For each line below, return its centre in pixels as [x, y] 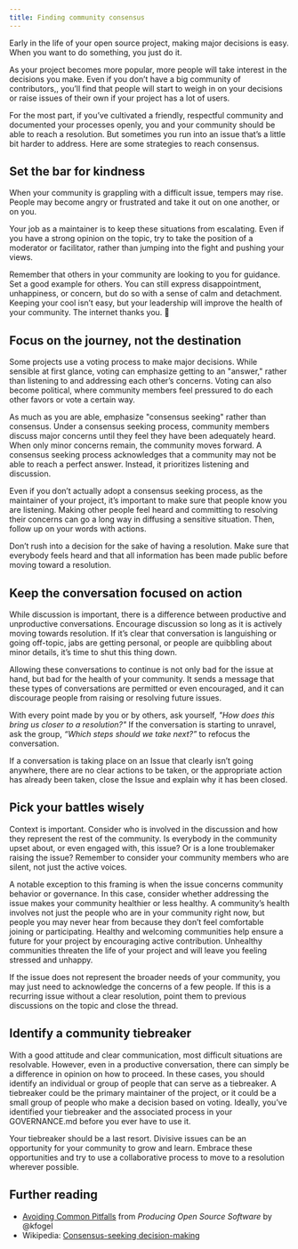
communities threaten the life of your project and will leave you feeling [138, 950]
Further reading [53, 1195]
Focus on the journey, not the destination [125, 341]
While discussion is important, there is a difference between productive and [148, 614]
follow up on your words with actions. [78, 529]
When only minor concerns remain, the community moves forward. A [136, 445]
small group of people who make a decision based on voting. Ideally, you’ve [148, 1102]
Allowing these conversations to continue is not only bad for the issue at [141, 669]
